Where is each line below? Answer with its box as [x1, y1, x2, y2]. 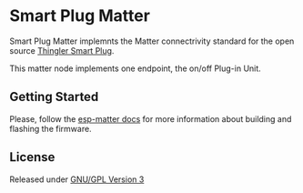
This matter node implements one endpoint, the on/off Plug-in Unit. [9, 63, 261, 74]
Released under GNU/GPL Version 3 [9, 174, 145, 185]
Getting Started [9, 89, 99, 105]
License [9, 149, 56, 165]
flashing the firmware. [9, 123, 93, 134]
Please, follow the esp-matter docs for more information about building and [9, 113, 292, 124]
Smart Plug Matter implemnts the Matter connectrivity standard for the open [9, 36, 295, 46]
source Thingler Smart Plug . [9, 45, 115, 56]
